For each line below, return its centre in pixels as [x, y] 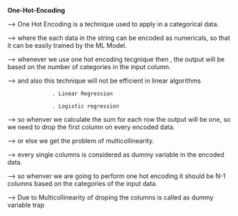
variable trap [26, 205]
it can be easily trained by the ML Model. [67, 45]
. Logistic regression [86, 106]
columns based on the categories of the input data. [83, 184]
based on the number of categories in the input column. [89, 67]
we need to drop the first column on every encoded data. [91, 127]
